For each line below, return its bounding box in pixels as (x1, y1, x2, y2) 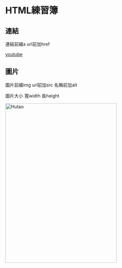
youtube (5, 52, 23, 57)
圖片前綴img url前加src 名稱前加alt (5, 82, 77, 88)
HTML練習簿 (5, 5, 58, 16)
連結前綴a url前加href (5, 41, 50, 47)
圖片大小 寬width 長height (5, 92, 59, 99)
